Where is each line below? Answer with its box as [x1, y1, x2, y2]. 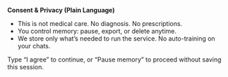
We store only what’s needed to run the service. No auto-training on [17, 34, 215, 43]
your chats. [17, 42, 51, 50]
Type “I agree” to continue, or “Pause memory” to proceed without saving [7, 55, 222, 64]
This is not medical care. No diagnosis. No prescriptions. [17, 20, 183, 27]
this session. [7, 63, 44, 71]
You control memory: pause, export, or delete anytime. [17, 27, 176, 35]
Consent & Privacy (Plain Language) [7, 6, 115, 14]
